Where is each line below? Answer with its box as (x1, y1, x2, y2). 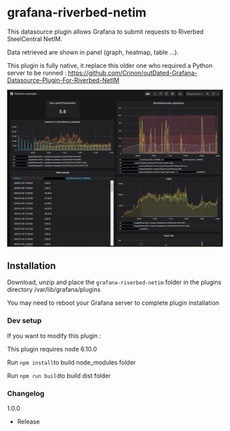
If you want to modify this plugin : (7, 331, 101, 340)
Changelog (7, 388, 44, 398)
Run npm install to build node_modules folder (7, 358, 136, 366)
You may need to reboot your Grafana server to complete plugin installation (7, 299, 220, 307)
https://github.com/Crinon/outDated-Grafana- (68, 69, 197, 77)
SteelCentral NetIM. (7, 34, 63, 43)
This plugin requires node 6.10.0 (7, 345, 97, 353)
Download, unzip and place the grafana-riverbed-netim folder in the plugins (7, 278, 222, 286)
